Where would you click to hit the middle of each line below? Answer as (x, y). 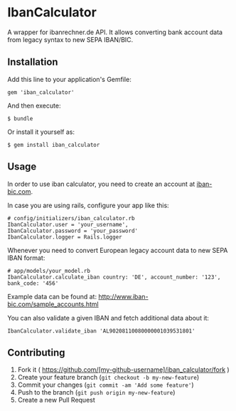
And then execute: (34, 105)
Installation (33, 62)
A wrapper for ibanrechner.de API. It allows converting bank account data (115, 32)
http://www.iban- (123, 296)
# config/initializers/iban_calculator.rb (71, 218)
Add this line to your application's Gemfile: (69, 79)
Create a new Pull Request (57, 400)
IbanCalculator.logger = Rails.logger (65, 237)
